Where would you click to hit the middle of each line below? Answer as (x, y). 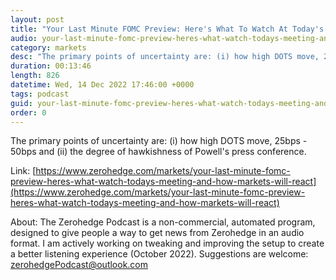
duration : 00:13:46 (51, 66)
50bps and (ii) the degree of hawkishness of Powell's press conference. (158, 152)
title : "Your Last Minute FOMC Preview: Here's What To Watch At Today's (167, 29)
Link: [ (23, 171)
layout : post (37, 19)
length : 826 (35, 76)
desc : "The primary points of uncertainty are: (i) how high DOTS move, (165, 57)
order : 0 (28, 112)
